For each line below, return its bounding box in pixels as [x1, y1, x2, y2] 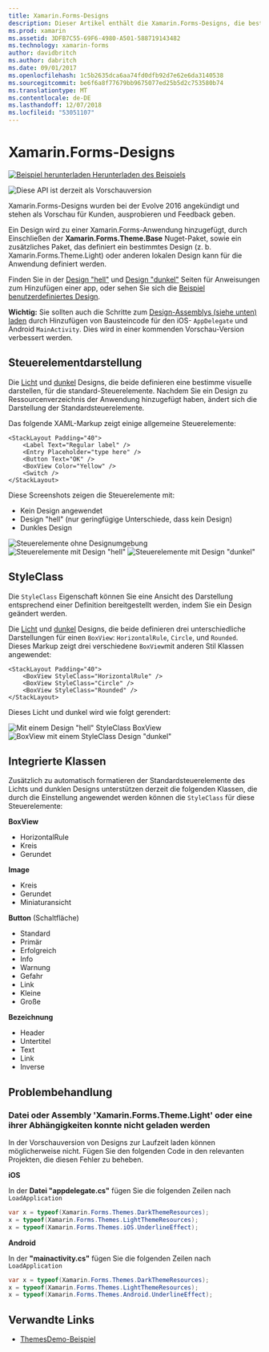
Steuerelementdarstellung [8, 356, 143, 370]
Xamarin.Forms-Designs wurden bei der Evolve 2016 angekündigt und [8, 201, 240, 210]
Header [19, 1028, 46, 1037]
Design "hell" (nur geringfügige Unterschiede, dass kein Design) [19, 514, 233, 524]
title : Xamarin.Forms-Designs [8, 11, 110, 20]
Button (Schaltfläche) [8, 913, 80, 923]
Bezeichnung [8, 1013, 54, 1022]
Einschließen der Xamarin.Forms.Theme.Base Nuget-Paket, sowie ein [8, 233, 242, 243]
